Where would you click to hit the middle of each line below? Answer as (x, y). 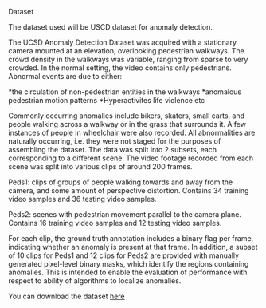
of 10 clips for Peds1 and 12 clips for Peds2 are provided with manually (124, 255)
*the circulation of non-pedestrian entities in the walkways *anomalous (125, 92)
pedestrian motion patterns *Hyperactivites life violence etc (107, 100)
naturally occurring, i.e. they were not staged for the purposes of (115, 141)
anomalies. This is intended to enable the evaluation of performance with (128, 272)
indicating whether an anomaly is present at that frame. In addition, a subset (133, 247)
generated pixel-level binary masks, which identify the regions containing (129, 264)
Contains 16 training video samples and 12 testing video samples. (115, 223)
